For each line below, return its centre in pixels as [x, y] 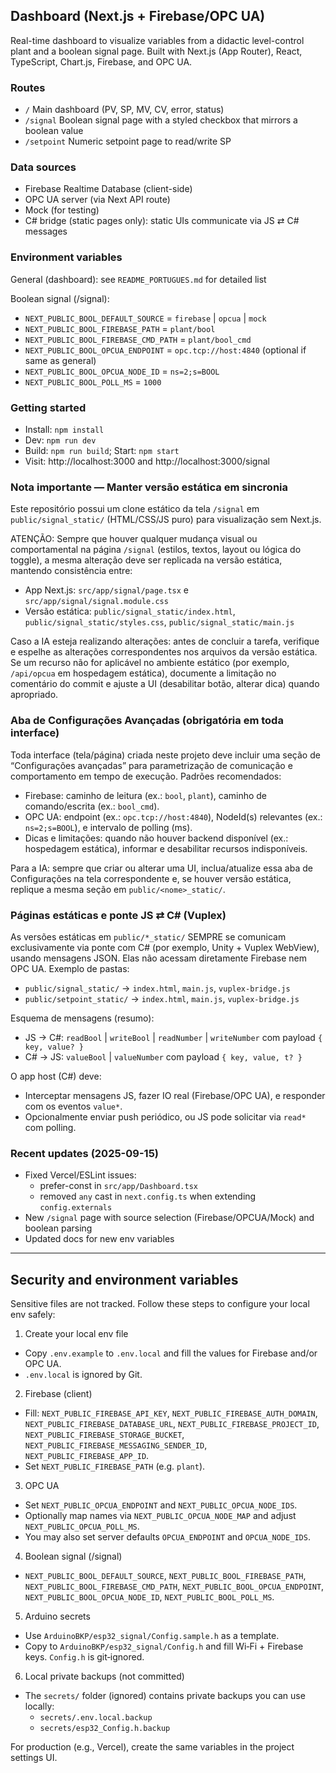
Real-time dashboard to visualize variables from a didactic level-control [157, 40]
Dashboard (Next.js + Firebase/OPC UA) [138, 16]
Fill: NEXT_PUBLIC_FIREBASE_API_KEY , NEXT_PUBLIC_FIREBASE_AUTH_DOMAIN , [171, 1413]
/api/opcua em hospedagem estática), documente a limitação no [143, 673]
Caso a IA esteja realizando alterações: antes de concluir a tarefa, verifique [165, 641]
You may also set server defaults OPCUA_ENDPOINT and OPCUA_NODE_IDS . [167, 1537]
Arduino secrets [57, 1616]
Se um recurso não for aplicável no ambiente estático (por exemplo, [150, 663]
